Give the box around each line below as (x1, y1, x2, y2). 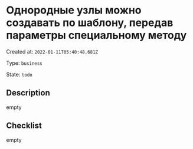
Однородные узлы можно (6, 4, 142, 17)
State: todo (6, 71, 32, 78)
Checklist (6, 121, 42, 131)
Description (6, 88, 50, 98)
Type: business (6, 59, 43, 67)
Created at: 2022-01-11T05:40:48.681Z (6, 48, 99, 55)
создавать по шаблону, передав (6, 16, 174, 29)
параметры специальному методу (6, 29, 187, 42)
